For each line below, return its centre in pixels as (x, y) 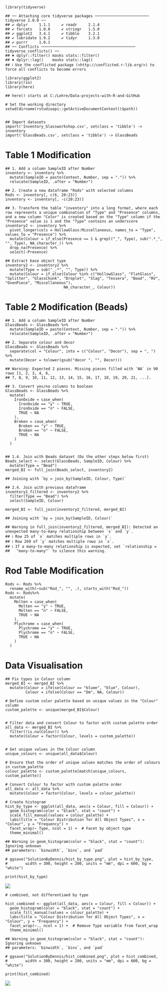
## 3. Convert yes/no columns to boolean (49, 386)
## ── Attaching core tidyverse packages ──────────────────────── (77, 16)
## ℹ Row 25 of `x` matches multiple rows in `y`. (58, 536)
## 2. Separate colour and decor (40, 342)
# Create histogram (26, 802)
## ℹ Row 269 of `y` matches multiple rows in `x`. (60, 541)
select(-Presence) (29, 252)
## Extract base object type (36, 261)
